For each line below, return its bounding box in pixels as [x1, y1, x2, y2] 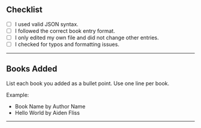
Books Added [6, 64, 57, 74]
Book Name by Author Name [14, 102, 86, 110]
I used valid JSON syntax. [14, 20, 79, 27]
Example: [6, 91, 29, 98]
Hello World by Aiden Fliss [14, 109, 80, 116]
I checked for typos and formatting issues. [14, 41, 120, 48]
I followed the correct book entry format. [14, 27, 115, 35]
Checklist [6, 5, 43, 15]
